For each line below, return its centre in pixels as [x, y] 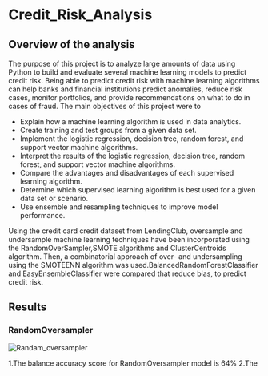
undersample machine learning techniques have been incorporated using [129, 239]
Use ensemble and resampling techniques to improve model [119, 207]
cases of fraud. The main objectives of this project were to [105, 106]
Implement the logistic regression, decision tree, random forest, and [132, 139]
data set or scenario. [54, 198]
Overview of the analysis [72, 44]
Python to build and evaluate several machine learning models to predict [128, 72]
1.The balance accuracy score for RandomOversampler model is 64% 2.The [133, 363]
